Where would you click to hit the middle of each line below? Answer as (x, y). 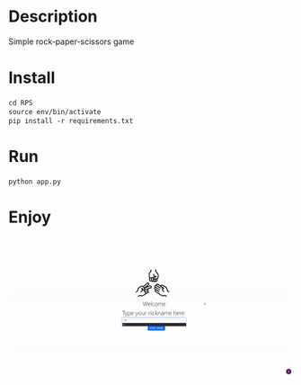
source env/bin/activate (55, 112)
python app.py (35, 182)
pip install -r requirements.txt (71, 121)
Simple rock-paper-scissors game (71, 41)
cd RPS (21, 103)
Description (53, 17)
